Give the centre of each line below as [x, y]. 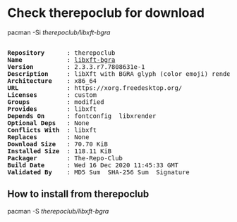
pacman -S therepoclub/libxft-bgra [58, 211]
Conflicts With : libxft [52, 130]
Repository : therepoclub [61, 53]
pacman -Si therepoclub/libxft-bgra [59, 32]
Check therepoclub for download [106, 13]
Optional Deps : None [48, 123]
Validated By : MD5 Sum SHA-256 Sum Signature [99, 172]
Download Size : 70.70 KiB [57, 144]
